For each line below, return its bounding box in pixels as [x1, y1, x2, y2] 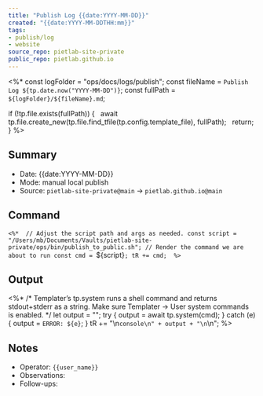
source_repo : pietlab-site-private [8, 48, 125, 56]
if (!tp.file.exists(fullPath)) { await [8, 108, 119, 118]
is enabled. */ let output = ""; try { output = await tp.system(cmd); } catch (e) [8, 310, 256, 320]
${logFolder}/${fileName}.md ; [8, 93, 106, 103]
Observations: [19, 371, 65, 380]
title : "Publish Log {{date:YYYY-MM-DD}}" [8, 11, 149, 20]
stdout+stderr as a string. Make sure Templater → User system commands [8, 302, 250, 311]
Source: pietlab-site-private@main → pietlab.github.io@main [19, 185, 223, 195]
